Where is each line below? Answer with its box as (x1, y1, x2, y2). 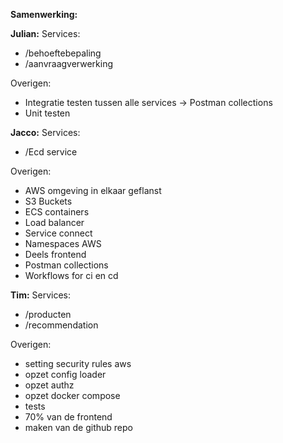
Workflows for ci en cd (24, 270, 119, 281)
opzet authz (24, 379, 75, 391)
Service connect (24, 227, 93, 239)
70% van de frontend (24, 411, 113, 423)
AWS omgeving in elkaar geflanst (24, 185, 162, 196)
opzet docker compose (24, 390, 121, 401)
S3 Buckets (24, 195, 73, 207)
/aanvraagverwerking (24, 58, 114, 69)
